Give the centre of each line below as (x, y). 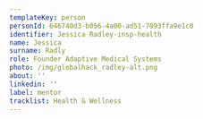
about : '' (28, 76)
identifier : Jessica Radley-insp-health (86, 34)
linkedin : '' (34, 84)
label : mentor (36, 92)
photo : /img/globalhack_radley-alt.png (84, 68)
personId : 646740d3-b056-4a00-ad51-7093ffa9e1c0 (101, 26)
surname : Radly (38, 51)
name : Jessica (36, 42)
